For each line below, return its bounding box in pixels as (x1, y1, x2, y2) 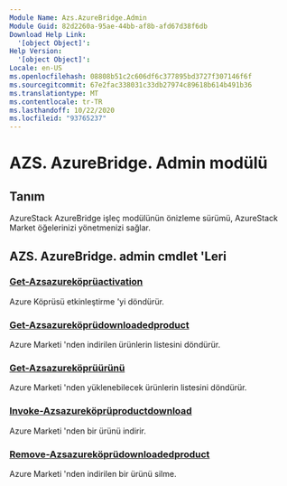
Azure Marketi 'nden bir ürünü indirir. (9, 425, 146, 436)
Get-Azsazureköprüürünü (9, 362, 125, 375)
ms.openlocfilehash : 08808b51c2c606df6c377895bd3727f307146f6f (9, 72, 253, 81)
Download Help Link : (9, 30, 88, 39)
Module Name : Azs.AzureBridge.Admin (9, 13, 147, 23)
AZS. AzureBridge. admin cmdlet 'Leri (9, 248, 227, 264)
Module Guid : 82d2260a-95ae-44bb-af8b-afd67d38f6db (9, 22, 208, 31)
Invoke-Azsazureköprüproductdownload (9, 405, 192, 417)
